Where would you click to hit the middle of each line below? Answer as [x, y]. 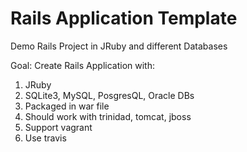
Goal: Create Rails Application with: [82, 65]
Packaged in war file [67, 106]
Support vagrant [58, 127]
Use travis [45, 138]
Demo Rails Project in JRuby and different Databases [119, 46]
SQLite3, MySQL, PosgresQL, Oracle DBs [109, 95]
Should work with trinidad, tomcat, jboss [108, 116]
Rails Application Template [124, 18]
